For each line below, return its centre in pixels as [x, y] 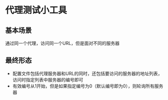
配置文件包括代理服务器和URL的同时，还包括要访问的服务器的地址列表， [87, 73]
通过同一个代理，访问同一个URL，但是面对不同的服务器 [62, 43]
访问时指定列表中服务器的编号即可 [48, 79]
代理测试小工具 [36, 10]
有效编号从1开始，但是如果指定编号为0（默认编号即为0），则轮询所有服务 [88, 86]
